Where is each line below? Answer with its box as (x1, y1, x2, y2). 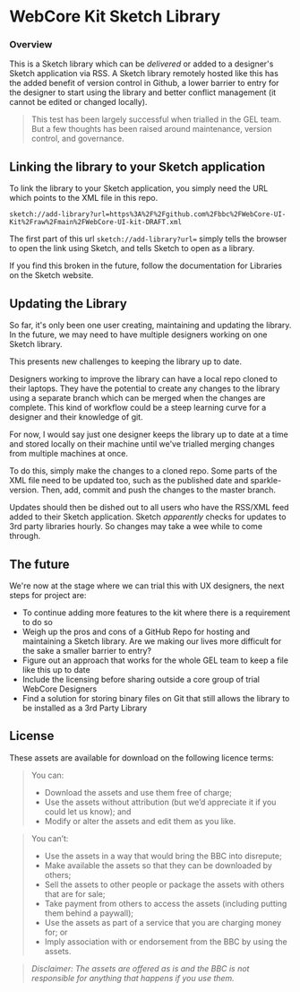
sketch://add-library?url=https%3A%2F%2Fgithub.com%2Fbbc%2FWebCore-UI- (9, 210, 287, 219)
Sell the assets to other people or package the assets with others (44, 879, 285, 890)
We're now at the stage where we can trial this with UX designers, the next (9, 580, 285, 591)
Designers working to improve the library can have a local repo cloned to (9, 374, 278, 385)
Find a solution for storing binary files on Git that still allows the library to (21, 692, 290, 703)
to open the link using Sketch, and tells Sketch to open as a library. (9, 243, 255, 254)
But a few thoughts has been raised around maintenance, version (30, 124, 272, 135)
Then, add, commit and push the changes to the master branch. (40, 484, 276, 495)
